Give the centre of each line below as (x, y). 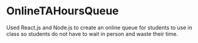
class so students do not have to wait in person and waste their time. (92, 33)
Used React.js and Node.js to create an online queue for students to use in (99, 27)
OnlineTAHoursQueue (63, 11)
